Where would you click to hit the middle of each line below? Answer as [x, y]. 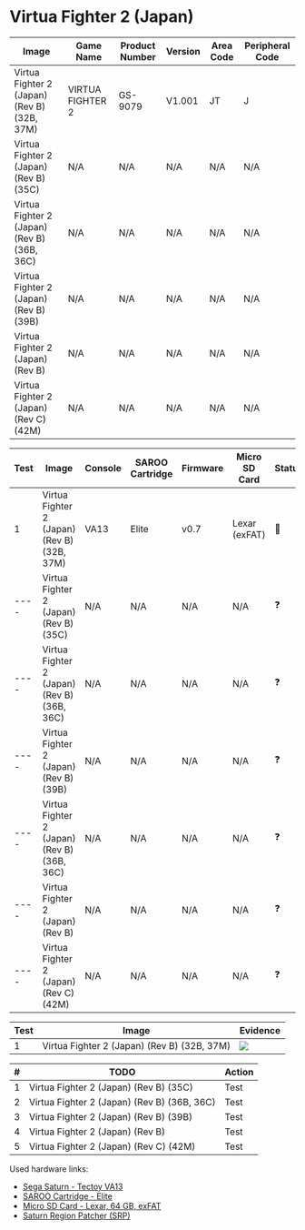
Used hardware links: [49, 1169]
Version [184, 51]
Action [239, 1072]
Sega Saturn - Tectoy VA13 [73, 1186]
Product [138, 45]
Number [138, 56]
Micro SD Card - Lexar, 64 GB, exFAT [92, 1205]
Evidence [260, 1030]
